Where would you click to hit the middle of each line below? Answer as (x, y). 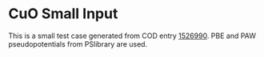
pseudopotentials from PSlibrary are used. (78, 44)
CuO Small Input (63, 14)
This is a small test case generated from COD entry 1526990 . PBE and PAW (132, 36)
